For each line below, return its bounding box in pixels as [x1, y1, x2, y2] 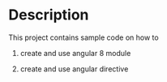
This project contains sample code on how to [8, 32, 160, 42]
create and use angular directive [19, 63, 129, 74]
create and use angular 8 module [19, 48, 131, 58]
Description [8, 6, 89, 24]
